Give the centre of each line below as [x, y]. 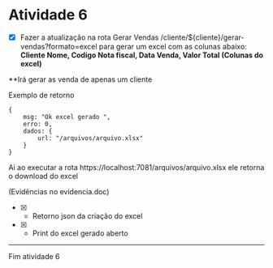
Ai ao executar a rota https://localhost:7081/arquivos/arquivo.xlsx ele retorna [136, 167]
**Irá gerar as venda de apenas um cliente [80, 79]
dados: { [38, 131]
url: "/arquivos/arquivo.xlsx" [91, 138]
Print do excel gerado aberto [80, 233]
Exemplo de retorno [41, 95]
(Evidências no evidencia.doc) [59, 191]
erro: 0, [38, 124]
